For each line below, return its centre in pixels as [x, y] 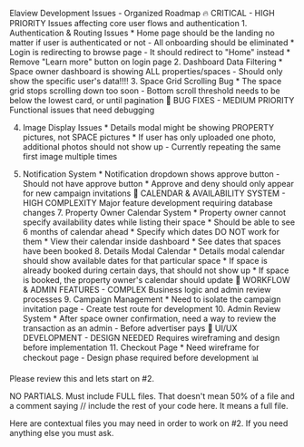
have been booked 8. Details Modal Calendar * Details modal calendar [154, 251]
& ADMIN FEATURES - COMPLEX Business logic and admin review [147, 290]
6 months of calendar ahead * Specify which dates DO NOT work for [151, 232]
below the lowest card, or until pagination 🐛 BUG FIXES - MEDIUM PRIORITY [152, 100]
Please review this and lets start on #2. [82, 379]
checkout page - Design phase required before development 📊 [141, 358]
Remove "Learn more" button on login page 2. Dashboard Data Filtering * [146, 62]
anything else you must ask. [62, 433]
